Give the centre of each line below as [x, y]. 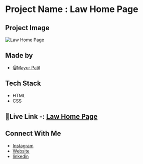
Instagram [23, 145]
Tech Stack [23, 84]
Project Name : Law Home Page [72, 9]
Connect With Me [33, 134]
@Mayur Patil [26, 67]
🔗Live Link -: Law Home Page [51, 117]
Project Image [27, 28]
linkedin [21, 156]
